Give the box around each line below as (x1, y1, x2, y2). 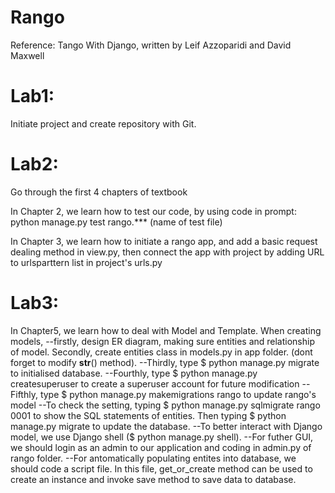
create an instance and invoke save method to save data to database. (10, 473, 297, 485)
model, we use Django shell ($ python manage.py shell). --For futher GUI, (10, 431, 314, 443)
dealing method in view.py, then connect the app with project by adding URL (10, 246, 325, 258)
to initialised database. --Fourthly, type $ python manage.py (10, 367, 258, 379)
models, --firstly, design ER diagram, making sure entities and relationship (10, 335, 315, 347)
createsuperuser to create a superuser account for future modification (10, 377, 300, 390)
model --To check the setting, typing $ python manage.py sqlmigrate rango (10, 399, 321, 411)
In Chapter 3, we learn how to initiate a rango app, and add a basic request (10, 235, 318, 247)
